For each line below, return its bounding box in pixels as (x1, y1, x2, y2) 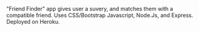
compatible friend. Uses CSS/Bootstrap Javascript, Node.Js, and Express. (6, 12, 193, 19)
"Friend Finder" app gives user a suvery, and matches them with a (6, 5, 173, 12)
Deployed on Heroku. (6, 18, 60, 25)
